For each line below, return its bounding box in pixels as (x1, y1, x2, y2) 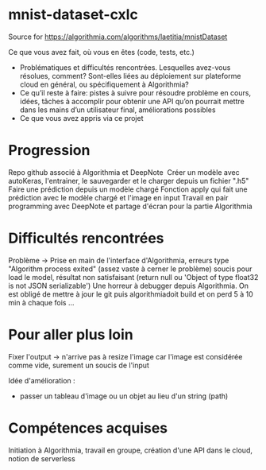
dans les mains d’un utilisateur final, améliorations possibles (19, 105, 216, 115)
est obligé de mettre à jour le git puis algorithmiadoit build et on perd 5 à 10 (8, 289, 254, 299)
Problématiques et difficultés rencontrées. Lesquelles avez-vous (19, 62, 231, 72)
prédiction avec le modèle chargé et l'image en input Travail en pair (8, 192, 229, 202)
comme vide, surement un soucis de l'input (8, 360, 149, 370)
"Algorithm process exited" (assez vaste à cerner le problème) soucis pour (8, 264, 253, 274)
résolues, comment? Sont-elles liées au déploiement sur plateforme (19, 71, 241, 80)
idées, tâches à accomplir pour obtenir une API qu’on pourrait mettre (19, 96, 245, 106)
